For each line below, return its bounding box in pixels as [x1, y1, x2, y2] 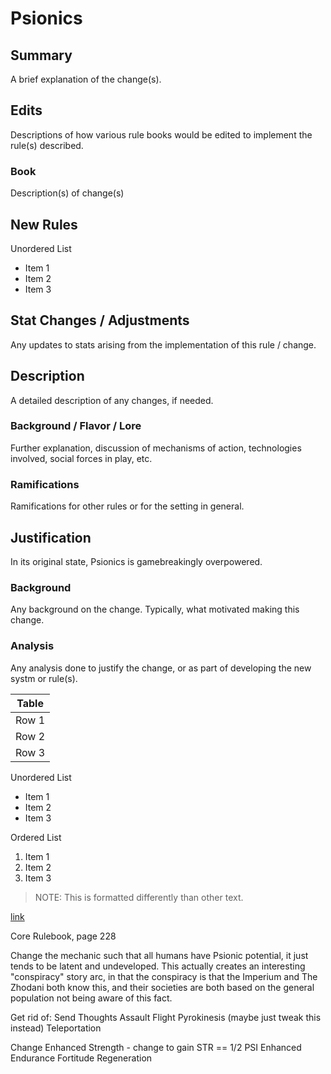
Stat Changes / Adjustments [10, 312, 190, 329]
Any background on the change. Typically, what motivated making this [10, 603, 300, 616]
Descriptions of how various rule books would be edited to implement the [10, 128, 313, 141]
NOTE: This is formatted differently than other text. [34, 891, 244, 903]
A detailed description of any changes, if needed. [10, 394, 214, 406]
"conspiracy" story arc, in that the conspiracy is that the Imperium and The [10, 970, 318, 982]
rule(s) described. [10, 139, 84, 151]
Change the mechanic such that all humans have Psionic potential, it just [10, 949, 309, 961]
